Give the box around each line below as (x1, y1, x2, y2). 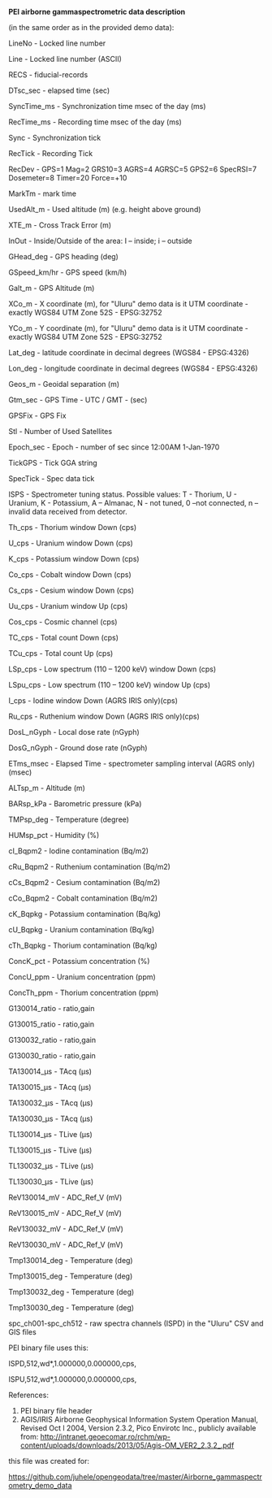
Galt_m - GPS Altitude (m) (8, 284, 95, 293)
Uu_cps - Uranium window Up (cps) (8, 601, 128, 610)
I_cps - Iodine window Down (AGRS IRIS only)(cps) (8, 696, 179, 706)
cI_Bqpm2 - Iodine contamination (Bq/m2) (8, 846, 149, 856)
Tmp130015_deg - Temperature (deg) (8, 1271, 133, 1281)
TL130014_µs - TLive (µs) (8, 1130, 93, 1139)
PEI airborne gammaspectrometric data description (8, 7, 186, 16)
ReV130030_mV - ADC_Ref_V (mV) (8, 1240, 123, 1249)
